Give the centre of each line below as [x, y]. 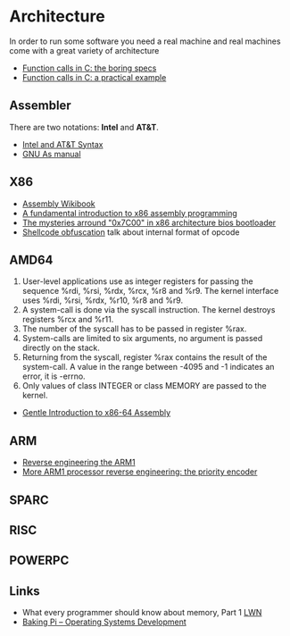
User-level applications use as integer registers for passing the [137, 281]
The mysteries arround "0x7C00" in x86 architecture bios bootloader [149, 222]
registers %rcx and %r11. [68, 320]
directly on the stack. [61, 348]
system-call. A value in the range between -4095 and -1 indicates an [148, 367]
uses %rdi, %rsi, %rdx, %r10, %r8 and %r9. [103, 300]
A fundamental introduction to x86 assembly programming [130, 213]
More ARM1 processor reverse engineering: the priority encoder [140, 472]
